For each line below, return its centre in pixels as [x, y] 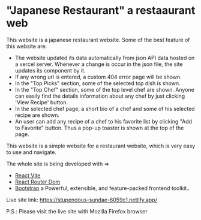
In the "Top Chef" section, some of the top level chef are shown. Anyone [105, 89]
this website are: [26, 46]
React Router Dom [37, 182]
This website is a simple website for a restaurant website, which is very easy [101, 146]
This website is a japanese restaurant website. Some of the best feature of [98, 40]
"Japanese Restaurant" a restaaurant [101, 10]
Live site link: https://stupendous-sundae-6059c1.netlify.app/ [82, 200]
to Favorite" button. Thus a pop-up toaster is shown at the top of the [99, 128]
